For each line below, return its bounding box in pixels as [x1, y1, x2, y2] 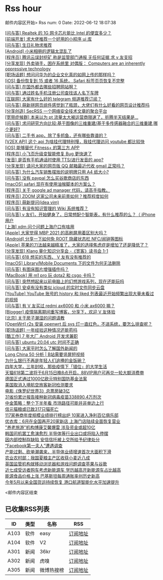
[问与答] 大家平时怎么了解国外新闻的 [5, 345, 78, 351]
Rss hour [5, 3, 42, 14]
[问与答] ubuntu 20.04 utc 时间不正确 [5, 339, 79, 345]
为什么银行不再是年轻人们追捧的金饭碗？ [5, 357, 86, 363]
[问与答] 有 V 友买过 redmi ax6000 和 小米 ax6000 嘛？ [5, 303, 115, 308]
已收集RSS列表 [5, 505, 50, 513]
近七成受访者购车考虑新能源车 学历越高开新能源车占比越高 [5, 467, 121, 472]
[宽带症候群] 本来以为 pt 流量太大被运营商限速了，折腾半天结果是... [5, 114, 139, 120]
